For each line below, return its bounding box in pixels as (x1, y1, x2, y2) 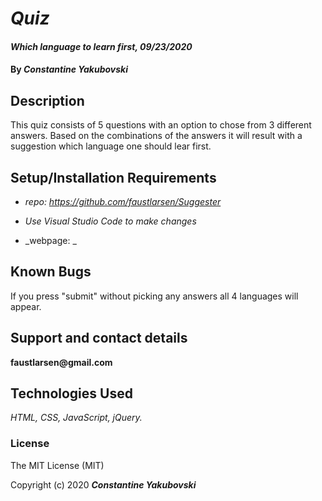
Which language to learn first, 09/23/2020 (10, 40, 193, 52)
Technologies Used (10, 385, 133, 402)
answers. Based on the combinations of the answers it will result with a (10, 130, 303, 142)
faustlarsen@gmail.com (10, 356, 113, 368)
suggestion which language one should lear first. (10, 140, 212, 152)
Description (10, 92, 85, 109)
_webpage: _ (24, 235, 77, 246)
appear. (10, 300, 42, 312)
